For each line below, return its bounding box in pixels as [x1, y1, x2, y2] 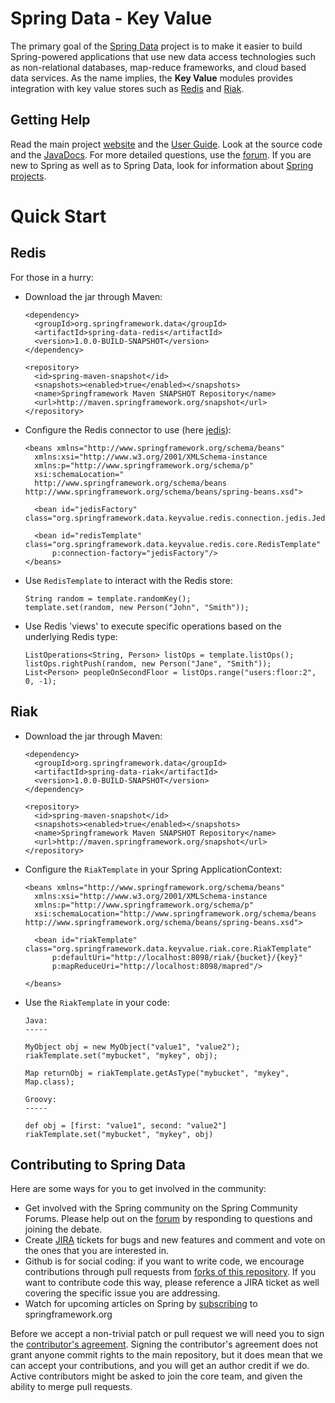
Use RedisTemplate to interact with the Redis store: [24, 574, 233, 586]
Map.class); [24, 1077, 75, 1087]
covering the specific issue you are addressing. [24, 1287, 221, 1299]
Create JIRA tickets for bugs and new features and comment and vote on [24, 1234, 326, 1246]
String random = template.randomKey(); [24, 593, 192, 604]
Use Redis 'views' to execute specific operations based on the [24, 620, 282, 632]
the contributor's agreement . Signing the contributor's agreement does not [10, 1338, 319, 1351]
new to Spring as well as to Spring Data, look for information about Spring [10, 159, 314, 171]
